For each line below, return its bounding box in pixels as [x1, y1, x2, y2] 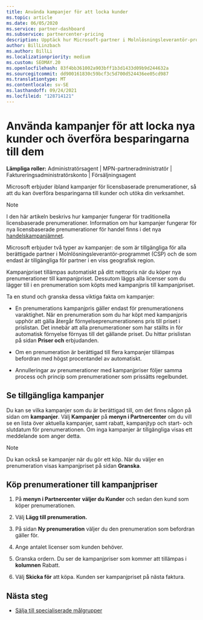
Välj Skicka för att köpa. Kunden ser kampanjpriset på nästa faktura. [14, 573, 185, 581]
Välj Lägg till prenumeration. [14, 514, 88, 521]
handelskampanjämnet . [6, 232, 65, 239]
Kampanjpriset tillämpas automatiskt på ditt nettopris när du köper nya [6, 268, 181, 276]
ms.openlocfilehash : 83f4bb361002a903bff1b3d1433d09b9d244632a [6, 65, 169, 71]
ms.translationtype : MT [6, 76, 66, 82]
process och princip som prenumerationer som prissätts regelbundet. [14, 373, 188, 380]
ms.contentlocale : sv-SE [6, 82, 69, 88]
